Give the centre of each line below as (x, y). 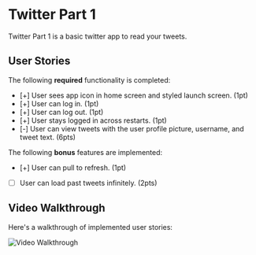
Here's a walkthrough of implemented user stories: (91, 227)
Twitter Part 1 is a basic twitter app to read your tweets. (98, 36)
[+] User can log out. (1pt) (61, 112)
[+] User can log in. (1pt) (59, 103)
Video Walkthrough (57, 208)
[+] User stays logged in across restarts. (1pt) (93, 120)
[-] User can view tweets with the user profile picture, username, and (132, 128)
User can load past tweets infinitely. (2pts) (88, 183)
